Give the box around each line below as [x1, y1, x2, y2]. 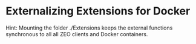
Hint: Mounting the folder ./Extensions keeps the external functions [5, 24, 173, 31]
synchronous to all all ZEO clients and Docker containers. [5, 30, 148, 37]
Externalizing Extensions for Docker [5, 4, 191, 18]
